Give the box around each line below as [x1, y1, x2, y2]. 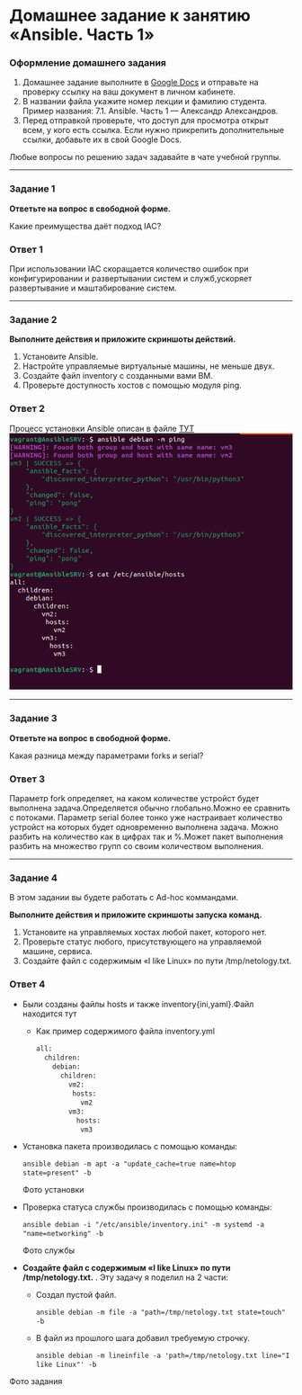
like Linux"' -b [35, 1360, 97, 1369]
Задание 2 [9, 314, 58, 326]
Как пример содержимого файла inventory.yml [35, 1025, 216, 1036]
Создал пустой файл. [35, 1289, 117, 1300]
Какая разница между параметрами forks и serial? [9, 750, 204, 761]
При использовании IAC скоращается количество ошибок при [9, 264, 249, 274]
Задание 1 [9, 183, 56, 195]
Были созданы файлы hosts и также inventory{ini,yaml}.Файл [22, 998, 254, 1009]
